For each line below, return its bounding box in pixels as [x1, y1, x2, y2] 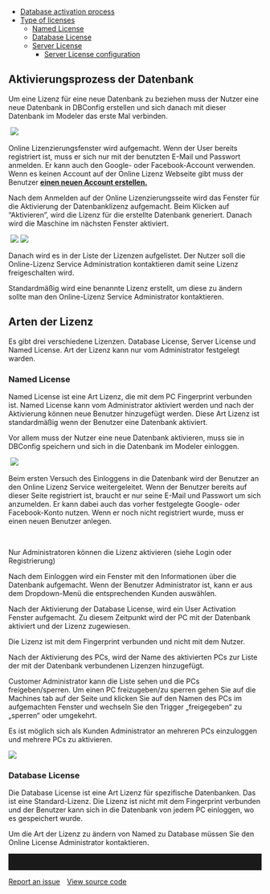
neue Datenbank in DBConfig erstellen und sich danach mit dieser [8, 102, 227, 112]
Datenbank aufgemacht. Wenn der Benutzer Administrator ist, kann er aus [8, 580, 253, 590]
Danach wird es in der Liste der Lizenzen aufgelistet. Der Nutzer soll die [8, 251, 246, 260]
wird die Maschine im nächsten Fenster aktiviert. [8, 218, 169, 228]
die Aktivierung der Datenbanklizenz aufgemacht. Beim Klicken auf [8, 201, 230, 211]
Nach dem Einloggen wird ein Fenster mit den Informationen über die [8, 571, 237, 581]
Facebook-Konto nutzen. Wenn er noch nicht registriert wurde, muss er [8, 508, 244, 517]
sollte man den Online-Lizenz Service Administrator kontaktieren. [8, 292, 224, 301]
